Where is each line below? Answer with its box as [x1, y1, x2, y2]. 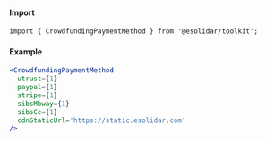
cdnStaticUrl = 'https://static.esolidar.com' [17, 116, 186, 125]
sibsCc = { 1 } [17, 107, 58, 116]
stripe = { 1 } [17, 90, 58, 100]
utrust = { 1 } [17, 74, 58, 84]
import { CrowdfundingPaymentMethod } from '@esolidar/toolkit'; [9, 27, 258, 36]
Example [9, 46, 43, 57]
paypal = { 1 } [17, 83, 58, 92]
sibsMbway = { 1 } [17, 99, 70, 108]
